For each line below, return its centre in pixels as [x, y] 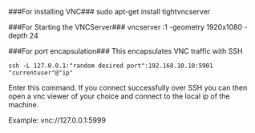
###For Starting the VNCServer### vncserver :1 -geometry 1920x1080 [125, 27]
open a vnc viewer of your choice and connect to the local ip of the [119, 96]
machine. [24, 105]
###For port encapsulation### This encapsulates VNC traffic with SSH [125, 51]
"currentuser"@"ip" [41, 73]
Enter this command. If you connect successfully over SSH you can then [128, 88]
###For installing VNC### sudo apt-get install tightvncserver [109, 12]
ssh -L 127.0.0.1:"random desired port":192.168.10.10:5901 [111, 66]
